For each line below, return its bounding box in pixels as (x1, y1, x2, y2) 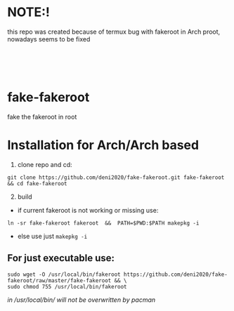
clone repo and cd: (17, 160, 72, 168)
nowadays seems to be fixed (7, 34, 91, 43)
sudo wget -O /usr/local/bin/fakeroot (7, 271, 121, 278)
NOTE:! (7, 4, 51, 20)
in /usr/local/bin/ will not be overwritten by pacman (7, 296, 156, 304)
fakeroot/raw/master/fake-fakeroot (7, 277, 112, 284)
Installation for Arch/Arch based (7, 138, 199, 153)
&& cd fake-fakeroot (7, 180, 68, 187)
